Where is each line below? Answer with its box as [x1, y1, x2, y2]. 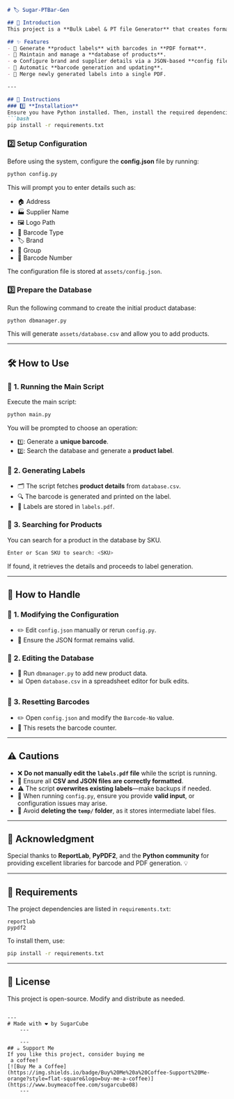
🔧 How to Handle [7, 589, 81, 600]
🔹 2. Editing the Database [7, 654, 94, 663]
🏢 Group [17, 246, 42, 255]
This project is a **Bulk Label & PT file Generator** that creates [7, 25, 210, 33]
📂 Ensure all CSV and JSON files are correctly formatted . [17, 776, 184, 785]
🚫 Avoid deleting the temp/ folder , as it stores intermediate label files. [17, 806, 217, 815]
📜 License [7, 976, 51, 988]
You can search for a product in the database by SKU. [7, 536, 162, 544]
